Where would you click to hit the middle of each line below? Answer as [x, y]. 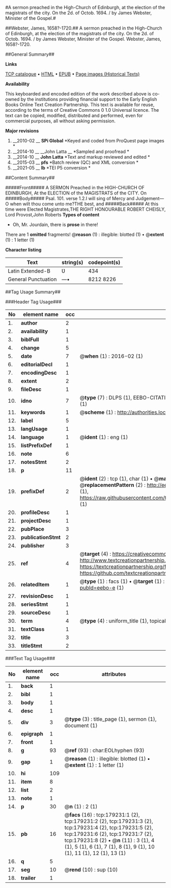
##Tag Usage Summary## [33, 292]
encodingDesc [39, 373]
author [29, 323]
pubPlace [33, 529]
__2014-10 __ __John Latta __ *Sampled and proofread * [71, 152]
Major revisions [22, 131]
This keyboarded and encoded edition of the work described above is [78, 94]
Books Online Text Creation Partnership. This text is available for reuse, [80, 105]
